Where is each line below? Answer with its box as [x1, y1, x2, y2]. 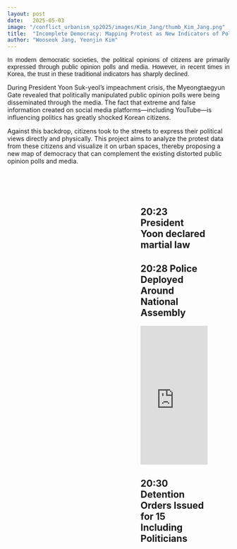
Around [140, 284, 174, 296]
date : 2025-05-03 [7, 17, 65, 24]
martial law [140, 239, 190, 251]
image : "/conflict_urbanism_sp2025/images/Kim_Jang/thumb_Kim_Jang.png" [7, 23, 226, 30]
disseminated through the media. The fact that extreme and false [7, 98, 196, 107]
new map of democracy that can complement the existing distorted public [7, 150, 222, 158]
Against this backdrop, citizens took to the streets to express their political [7, 127, 223, 135]
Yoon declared [140, 227, 206, 240]
